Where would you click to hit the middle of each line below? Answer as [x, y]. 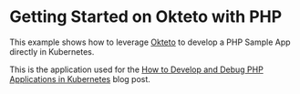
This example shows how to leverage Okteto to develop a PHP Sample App [150, 42]
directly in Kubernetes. [52, 51]
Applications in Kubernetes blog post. [80, 78]
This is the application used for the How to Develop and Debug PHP [137, 69]
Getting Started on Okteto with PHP [146, 17]
